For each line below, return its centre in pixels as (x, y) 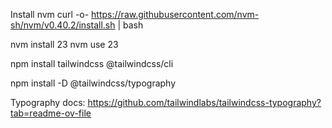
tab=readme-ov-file (51, 113)
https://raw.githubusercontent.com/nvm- (175, 14)
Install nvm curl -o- (50, 14)
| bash (130, 25)
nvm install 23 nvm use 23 (64, 44)
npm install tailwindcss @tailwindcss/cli (92, 63)
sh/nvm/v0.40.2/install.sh (63, 25)
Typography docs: (48, 102)
